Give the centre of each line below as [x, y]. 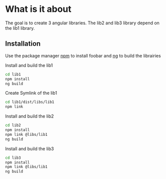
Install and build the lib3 [30, 149]
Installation [23, 44]
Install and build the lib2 [30, 116]
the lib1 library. [20, 28]
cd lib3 [13, 158]
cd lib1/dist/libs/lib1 [30, 102]
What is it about [38, 9]
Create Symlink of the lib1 [31, 93]
